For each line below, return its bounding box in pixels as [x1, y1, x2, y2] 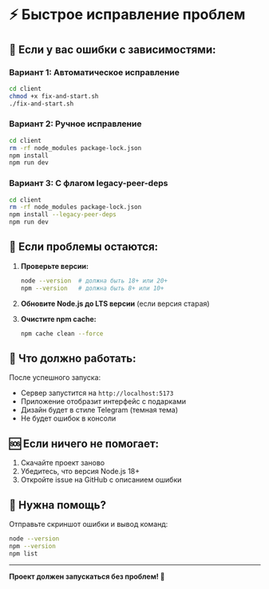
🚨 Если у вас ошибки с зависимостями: [9, 42, 216, 56]
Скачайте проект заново [20, 458, 105, 468]
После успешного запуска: [9, 373, 101, 382]
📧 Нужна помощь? [9, 498, 107, 512]
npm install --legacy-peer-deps [9, 211, 117, 219]
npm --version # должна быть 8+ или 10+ [20, 284, 164, 292]
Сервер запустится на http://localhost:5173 [20, 388, 174, 398]
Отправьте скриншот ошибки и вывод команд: [9, 519, 168, 528]
